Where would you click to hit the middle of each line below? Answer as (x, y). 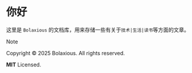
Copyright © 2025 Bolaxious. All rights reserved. (66, 53)
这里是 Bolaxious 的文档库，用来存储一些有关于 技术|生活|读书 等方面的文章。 (98, 30)
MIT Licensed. (24, 64)
